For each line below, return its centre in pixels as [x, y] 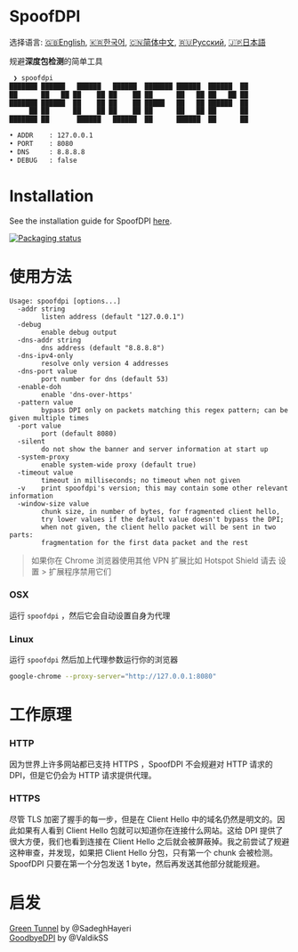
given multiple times [49, 418]
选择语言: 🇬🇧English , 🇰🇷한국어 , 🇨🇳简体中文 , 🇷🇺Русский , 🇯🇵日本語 [137, 42]
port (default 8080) [79, 434]
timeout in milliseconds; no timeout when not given [141, 480]
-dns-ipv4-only [45, 355]
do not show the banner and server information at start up [155, 449]
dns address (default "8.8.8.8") [103, 348]
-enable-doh [40, 386]
